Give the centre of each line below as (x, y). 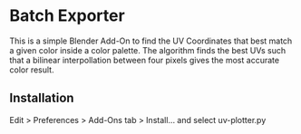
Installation (42, 98)
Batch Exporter (67, 16)
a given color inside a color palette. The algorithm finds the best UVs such (148, 50)
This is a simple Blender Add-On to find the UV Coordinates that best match (151, 41)
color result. (32, 70)
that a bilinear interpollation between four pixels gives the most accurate (144, 60)
